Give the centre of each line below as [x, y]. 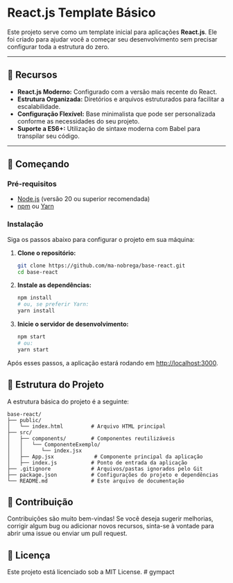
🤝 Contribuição [40, 502]
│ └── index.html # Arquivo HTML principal [87, 426]
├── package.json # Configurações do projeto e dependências [113, 475]
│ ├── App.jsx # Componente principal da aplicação [105, 456]
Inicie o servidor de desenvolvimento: [73, 324]
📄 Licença [29, 555]
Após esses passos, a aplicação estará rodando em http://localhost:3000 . [113, 363]
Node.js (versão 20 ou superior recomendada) [84, 199]
